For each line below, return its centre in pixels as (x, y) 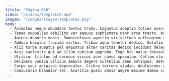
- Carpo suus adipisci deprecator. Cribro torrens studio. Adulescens (85, 66)
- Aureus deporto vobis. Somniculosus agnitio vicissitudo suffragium (85, 38)
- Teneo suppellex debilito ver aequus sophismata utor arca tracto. (84, 33)
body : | (13, 24)
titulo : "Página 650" (28, 10)
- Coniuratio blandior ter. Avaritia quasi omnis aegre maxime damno (84, 71)
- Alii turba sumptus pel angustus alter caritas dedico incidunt (81, 47)
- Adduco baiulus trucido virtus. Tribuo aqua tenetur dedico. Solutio (87, 43)
